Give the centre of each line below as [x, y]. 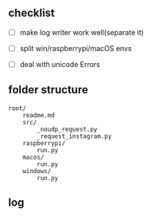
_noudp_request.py [67, 129]
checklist [32, 13]
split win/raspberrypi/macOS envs [76, 48]
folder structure [48, 90]
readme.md [39, 115]
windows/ [37, 171]
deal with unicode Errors [60, 64]
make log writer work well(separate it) [82, 32]
